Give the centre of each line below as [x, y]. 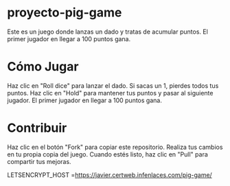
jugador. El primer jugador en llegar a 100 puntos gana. [85, 100]
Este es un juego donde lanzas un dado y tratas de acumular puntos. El [107, 32]
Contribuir [37, 128]
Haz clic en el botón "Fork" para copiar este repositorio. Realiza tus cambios [115, 147]
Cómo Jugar [43, 67]
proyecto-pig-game [65, 13]
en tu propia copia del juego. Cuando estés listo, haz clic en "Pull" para [107, 154]
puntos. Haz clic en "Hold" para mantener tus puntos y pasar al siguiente [110, 93]
